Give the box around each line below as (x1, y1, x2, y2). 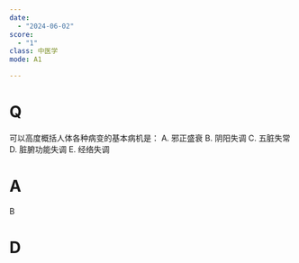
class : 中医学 (9, 47, 59, 56)
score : (9, 30, 34, 39)
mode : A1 (9, 55, 42, 64)
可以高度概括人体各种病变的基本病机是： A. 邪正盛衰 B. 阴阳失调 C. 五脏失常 (9, 132, 291, 143)
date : (9, 13, 30, 23)
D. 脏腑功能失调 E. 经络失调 (9, 143, 110, 154)
